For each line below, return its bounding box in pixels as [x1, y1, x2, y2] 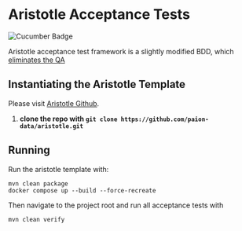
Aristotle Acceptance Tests [8, 5, 191, 24]
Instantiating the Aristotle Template [8, 78, 186, 91]
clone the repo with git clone [19, 114, 118, 123]
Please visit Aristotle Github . [8, 98, 100, 108]
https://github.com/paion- [120, 115, 210, 123]
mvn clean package [8, 179, 68, 188]
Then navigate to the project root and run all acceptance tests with [8, 200, 224, 210]
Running [8, 144, 51, 157]
